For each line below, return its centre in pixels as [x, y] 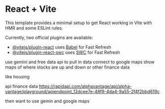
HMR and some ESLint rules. [34, 28]
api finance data [21, 86]
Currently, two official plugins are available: [49, 37]
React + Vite [31, 9]
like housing [17, 76]
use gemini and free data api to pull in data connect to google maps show [80, 62]
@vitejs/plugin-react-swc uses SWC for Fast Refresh [66, 52]
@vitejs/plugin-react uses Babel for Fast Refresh [62, 47]
